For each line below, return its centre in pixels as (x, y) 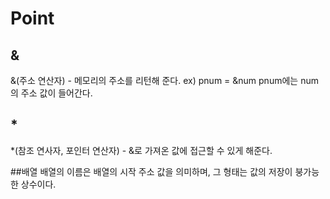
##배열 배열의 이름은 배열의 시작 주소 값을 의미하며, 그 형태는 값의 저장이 (151, 171)
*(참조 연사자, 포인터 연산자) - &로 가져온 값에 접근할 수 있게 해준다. (141, 150)
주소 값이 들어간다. (56, 93)
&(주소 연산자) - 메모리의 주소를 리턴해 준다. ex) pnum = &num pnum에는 (154, 80)
